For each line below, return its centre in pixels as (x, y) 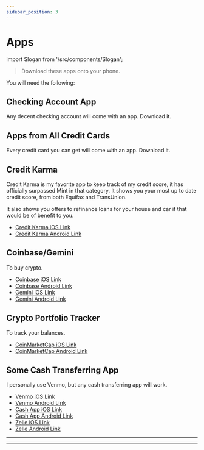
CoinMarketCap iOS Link (46, 345)
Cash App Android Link (44, 416)
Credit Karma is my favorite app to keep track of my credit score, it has (95, 184)
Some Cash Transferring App (63, 370)
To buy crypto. (25, 267)
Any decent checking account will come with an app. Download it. (89, 116)
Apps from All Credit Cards (58, 136)
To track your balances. (36, 332)
